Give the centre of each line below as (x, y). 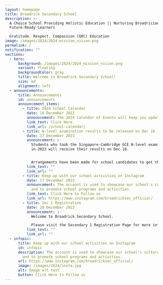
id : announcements (36, 100)
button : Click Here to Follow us (52, 275)
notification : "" (23, 50)
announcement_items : (39, 104)
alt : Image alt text (39, 270)
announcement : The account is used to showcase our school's (90, 185)
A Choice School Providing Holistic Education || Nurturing (71, 23)
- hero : (17, 59)
